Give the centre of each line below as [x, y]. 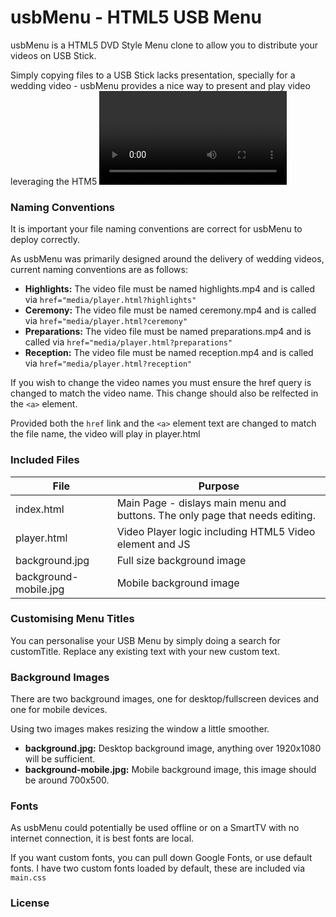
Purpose [219, 486]
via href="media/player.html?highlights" [110, 300]
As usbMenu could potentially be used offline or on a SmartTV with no [155, 828]
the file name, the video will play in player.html [105, 434]
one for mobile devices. [59, 710]
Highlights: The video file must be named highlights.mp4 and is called [169, 289]
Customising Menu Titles [72, 619]
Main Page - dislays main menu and [201, 503]
